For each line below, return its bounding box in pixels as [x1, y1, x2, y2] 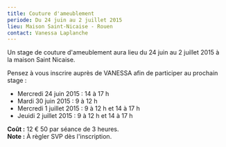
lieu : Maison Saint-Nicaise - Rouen [7, 23, 113, 30]
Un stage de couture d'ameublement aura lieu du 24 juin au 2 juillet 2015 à [7, 48, 220, 57]
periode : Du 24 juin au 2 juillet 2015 [7, 17, 123, 23]
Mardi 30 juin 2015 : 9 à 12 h [17, 97, 98, 106]
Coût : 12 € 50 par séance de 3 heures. [7, 125, 119, 133]
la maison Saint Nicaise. [7, 56, 76, 64]
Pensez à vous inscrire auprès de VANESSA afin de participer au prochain [7, 69, 218, 77]
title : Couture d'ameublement [7, 10, 95, 17]
